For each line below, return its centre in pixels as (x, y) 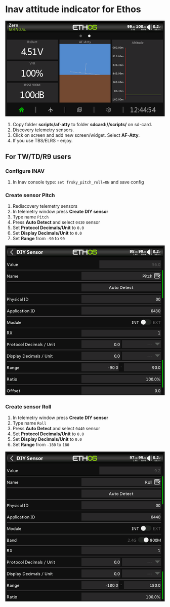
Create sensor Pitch (30, 195)
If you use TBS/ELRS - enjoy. (42, 141)
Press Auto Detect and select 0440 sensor (56, 429)
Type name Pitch (31, 217)
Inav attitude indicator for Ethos (73, 9)
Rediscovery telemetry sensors (45, 206)
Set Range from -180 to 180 (41, 445)
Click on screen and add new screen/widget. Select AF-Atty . (76, 135)
